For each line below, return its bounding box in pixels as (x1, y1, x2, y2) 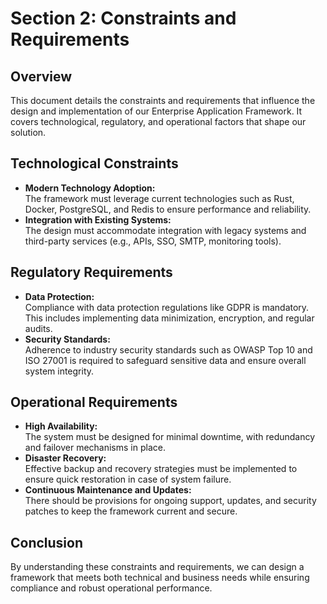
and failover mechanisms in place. (24, 442, 166, 454)
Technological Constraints (10, 155, 179, 172)
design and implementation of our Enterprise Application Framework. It (10, 105, 303, 117)
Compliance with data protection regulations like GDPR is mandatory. (24, 301, 310, 313)
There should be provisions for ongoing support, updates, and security (24, 495, 317, 507)
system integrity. (24, 365, 95, 377)
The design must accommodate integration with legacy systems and (24, 224, 307, 236)
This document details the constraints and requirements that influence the (10, 95, 316, 106)
